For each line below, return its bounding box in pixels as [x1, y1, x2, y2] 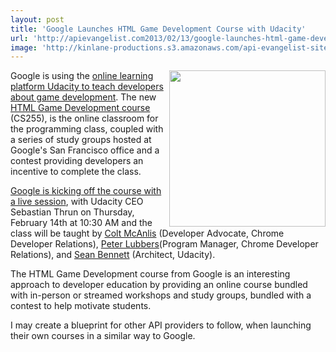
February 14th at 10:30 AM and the [10, 217, 153, 229]
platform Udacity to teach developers [10, 81, 164, 93]
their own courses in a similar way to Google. [10, 330, 196, 342]
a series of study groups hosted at [10, 134, 152, 146]
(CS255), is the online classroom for [10, 112, 159, 125]
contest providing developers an [10, 155, 144, 167]
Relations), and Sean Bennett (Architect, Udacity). [10, 249, 216, 261]
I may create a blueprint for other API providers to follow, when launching [10, 319, 312, 331]
